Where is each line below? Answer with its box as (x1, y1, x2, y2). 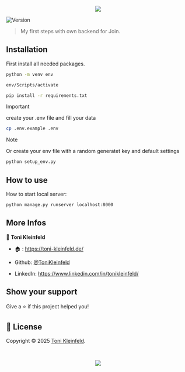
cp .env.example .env (6, 126, 59, 131)
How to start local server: (6, 190, 67, 197)
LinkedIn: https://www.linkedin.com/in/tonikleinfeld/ (14, 270, 139, 277)
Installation (6, 44, 48, 55)
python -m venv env (6, 71, 54, 77)
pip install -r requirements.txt (6, 92, 88, 99)
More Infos (6, 218, 47, 228)
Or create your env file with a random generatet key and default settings (6, 148, 180, 155)
